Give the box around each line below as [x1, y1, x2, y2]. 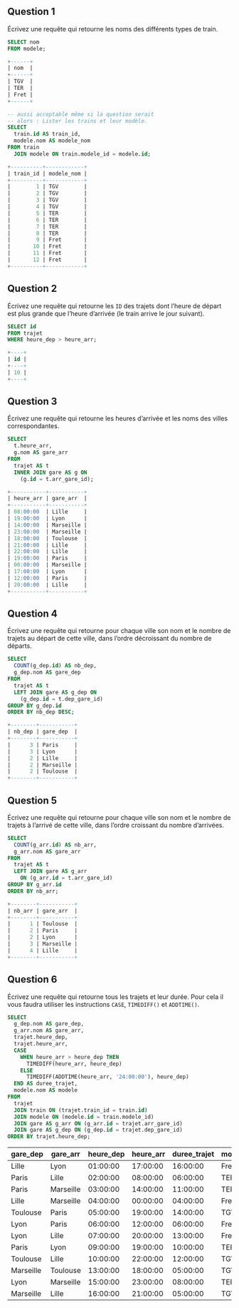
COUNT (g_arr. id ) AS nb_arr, [14, 841, 97, 848]
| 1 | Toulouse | [7, 921, 78, 928]
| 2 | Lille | [7, 754, 78, 762]
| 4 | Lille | [7, 947, 78, 954]
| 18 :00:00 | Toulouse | [7, 534, 87, 542]
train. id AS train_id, [14, 131, 81, 138]
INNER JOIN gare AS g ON [14, 469, 87, 476]
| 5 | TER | [7, 210, 87, 217]
